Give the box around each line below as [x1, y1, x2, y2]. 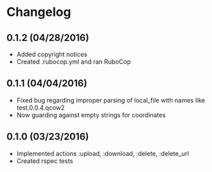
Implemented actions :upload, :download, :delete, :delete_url [16, 149, 189, 157]
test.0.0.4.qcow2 [16, 103, 65, 112]
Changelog [6, 4, 71, 20]
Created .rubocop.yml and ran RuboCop [16, 58, 131, 66]
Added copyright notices [16, 50, 88, 58]
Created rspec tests [16, 157, 73, 165]
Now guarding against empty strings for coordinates [16, 110, 166, 119]
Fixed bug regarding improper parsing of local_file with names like [16, 96, 206, 104]
